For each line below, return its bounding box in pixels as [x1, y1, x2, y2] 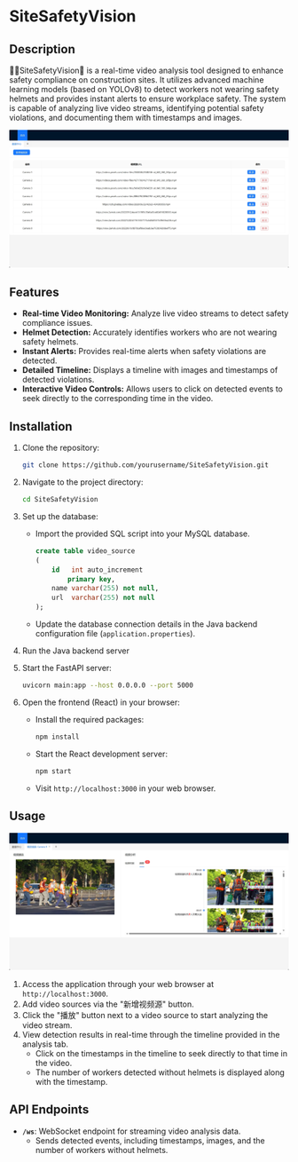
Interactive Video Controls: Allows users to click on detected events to [21, 383, 284, 394]
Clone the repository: [21, 442, 100, 454]
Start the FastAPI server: [21, 663, 113, 674]
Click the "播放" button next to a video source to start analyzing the [21, 1010, 269, 1021]
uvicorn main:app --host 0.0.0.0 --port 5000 [21, 681, 193, 690]
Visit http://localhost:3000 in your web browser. [35, 783, 216, 794]
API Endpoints [9, 1103, 90, 1118]
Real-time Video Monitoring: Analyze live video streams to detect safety [21, 308, 289, 319]
